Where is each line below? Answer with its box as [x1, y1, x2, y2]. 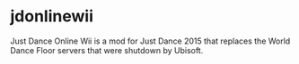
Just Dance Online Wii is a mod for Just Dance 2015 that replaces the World [10, 36, 291, 46]
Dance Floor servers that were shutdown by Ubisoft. [10, 44, 204, 55]
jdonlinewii [10, 6, 93, 27]
